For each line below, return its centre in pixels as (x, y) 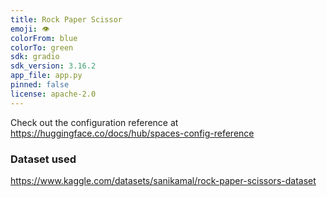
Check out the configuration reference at (94, 122)
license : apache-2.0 (53, 94)
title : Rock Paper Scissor (66, 19)
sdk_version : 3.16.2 (53, 66)
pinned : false (40, 85)
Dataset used (43, 159)
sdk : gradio (35, 57)
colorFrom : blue (44, 38)
